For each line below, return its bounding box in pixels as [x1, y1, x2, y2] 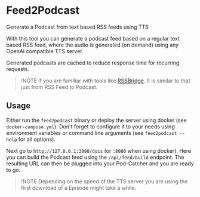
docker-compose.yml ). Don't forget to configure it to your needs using [6, 123, 175, 130]
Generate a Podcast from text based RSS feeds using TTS [6, 23, 149, 30]
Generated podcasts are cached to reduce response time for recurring [6, 59, 180, 66]
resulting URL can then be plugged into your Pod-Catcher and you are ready [6, 159, 194, 167]
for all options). [18, 136, 56, 143]
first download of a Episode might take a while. [20, 184, 136, 191]
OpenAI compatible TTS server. [6, 47, 84, 54]
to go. [6, 166, 21, 173]
